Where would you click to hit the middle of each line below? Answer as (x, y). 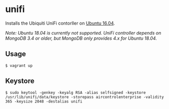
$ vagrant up (19, 66)
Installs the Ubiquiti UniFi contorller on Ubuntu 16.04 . (60, 23)
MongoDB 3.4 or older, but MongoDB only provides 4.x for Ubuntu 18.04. (81, 38)
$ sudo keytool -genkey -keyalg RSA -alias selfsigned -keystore (75, 92)
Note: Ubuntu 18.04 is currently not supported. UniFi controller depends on (83, 33)
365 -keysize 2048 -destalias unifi (44, 101)
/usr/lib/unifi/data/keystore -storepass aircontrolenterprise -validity (85, 97)
